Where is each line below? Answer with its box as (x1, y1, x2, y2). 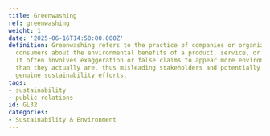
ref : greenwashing (8, 19, 70, 27)
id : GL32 (8, 101, 38, 109)
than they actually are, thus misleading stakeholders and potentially (15, 64, 261, 72)
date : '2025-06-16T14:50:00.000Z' (8, 34, 125, 42)
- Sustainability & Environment (8, 116, 117, 124)
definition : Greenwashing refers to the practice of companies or (8, 42, 235, 50)
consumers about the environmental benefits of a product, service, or (15, 49, 261, 57)
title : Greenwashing (8, 11, 78, 20)
